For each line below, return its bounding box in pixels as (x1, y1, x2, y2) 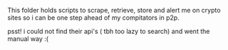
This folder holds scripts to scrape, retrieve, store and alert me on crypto (7, 6, 221, 14)
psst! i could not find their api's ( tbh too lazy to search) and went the (7, 27, 210, 35)
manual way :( (7, 35, 48, 43)
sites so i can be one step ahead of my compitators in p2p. (7, 13, 180, 22)
